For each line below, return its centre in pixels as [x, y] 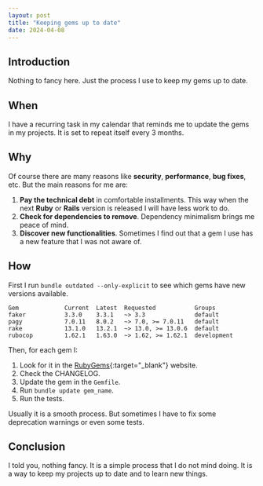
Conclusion [37, 447]
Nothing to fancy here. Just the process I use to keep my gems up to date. [128, 81]
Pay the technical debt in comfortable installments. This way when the [134, 199]
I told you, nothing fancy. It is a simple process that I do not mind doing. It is [130, 466]
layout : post [29, 15]
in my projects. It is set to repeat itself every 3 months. [96, 133]
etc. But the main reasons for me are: [68, 185]
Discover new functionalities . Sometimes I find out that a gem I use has [136, 233]
